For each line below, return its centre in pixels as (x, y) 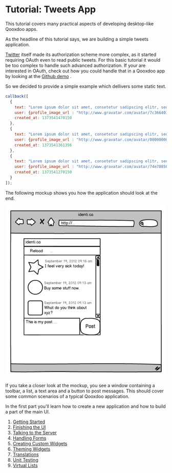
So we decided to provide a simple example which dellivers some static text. (86, 86)
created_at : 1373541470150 (43, 118)
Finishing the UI (29, 427)
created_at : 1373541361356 (43, 145)
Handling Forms (29, 438)
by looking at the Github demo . (38, 76)
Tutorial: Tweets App (51, 10)
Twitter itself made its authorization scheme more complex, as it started (81, 54)
